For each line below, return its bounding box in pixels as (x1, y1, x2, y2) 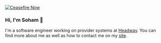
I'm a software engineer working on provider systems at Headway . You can (5, 28, 156, 33)
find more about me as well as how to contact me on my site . (5, 33, 128, 39)
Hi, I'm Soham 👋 (5, 16, 43, 23)
